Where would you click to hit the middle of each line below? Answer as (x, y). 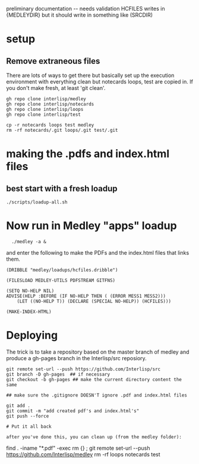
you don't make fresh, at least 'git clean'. (56, 88)
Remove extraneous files (53, 61)
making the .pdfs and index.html (88, 154)
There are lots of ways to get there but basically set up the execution (90, 75)
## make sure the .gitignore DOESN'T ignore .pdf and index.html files (97, 395)
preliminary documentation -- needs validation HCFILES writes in (86, 9)
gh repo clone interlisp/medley (46, 99)
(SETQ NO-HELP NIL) (30, 291)
